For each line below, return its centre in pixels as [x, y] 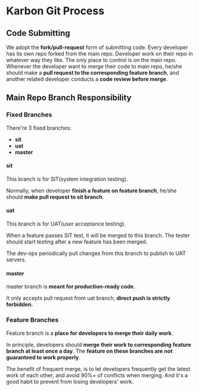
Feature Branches [32, 320]
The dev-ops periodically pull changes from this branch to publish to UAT [96, 253]
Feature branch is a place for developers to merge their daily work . [90, 333]
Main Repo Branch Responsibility [69, 98]
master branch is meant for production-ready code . [71, 287]
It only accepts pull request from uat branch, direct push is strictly [88, 298]
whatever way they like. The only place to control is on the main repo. [91, 60]
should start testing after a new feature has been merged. [77, 242]
